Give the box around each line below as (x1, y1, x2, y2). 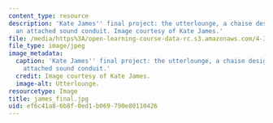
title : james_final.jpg (8, 95, 89, 103)
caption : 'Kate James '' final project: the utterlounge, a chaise (15, 57, 245, 66)
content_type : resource (8, 11, 89, 20)
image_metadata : (8, 49, 63, 57)
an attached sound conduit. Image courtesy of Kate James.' (15, 27, 223, 35)
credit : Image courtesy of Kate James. (15, 72, 151, 80)
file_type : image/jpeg (8, 42, 85, 50)
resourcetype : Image (8, 87, 79, 95)
